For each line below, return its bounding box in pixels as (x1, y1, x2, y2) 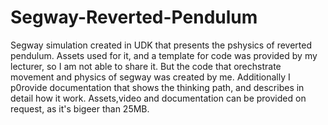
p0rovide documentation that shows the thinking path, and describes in (10, 81, 305, 93)
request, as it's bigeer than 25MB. (10, 102, 150, 115)
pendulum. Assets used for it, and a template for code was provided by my (10, 49, 318, 61)
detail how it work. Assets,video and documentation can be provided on (10, 92, 307, 104)
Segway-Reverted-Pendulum (10, 6, 258, 29)
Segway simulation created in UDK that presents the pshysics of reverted (10, 39, 313, 51)
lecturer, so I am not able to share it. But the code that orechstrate (10, 60, 282, 72)
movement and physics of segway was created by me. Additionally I (10, 71, 291, 83)
